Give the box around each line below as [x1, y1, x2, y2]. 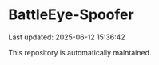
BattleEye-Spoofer [8, 6, 134, 24]
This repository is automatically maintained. [8, 47, 152, 57]
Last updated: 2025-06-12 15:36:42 [8, 32, 125, 42]
